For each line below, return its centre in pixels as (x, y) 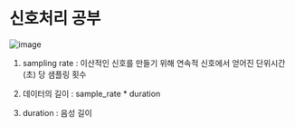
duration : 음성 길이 (57, 112)
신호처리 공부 (55, 19)
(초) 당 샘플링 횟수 (54, 74)
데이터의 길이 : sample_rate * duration (91, 93)
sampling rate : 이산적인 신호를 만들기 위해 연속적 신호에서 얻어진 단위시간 (154, 63)
